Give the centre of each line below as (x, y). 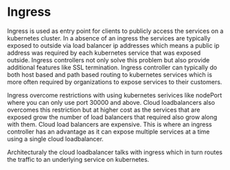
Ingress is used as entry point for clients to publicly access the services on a (115, 31)
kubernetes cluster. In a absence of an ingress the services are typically (109, 38)
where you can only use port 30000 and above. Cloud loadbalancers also (111, 102)
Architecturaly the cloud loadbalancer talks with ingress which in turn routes (115, 152)
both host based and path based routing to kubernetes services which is (110, 74)
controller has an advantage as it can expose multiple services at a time (108, 132)
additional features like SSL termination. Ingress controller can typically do (112, 67)
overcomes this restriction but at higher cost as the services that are (104, 110)
